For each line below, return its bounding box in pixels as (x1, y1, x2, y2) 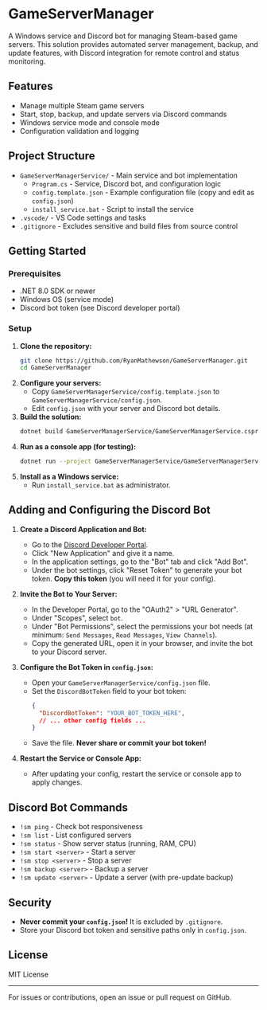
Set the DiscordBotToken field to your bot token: (31, 686, 187, 695)
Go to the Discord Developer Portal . (31, 539, 149, 550)
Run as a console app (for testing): (19, 442, 137, 452)
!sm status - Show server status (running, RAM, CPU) (19, 839, 196, 848)
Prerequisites (8, 268, 61, 279)
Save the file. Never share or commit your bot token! (31, 738, 207, 748)
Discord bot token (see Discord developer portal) (19, 303, 180, 313)
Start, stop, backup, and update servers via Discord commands (19, 109, 227, 119)
